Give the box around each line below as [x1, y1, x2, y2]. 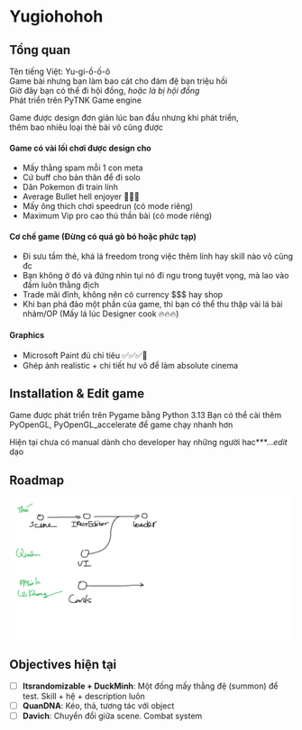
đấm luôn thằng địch [22, 279, 99, 290]
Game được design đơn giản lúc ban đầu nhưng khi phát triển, [9, 113, 239, 123]
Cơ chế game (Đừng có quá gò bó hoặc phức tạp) [9, 231, 197, 242]
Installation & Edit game [9, 386, 145, 401]
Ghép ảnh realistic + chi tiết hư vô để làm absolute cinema [22, 360, 239, 370]
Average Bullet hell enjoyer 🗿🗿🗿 [22, 191, 140, 202]
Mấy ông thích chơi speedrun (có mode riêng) [22, 201, 194, 212]
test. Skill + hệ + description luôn [22, 691, 146, 702]
